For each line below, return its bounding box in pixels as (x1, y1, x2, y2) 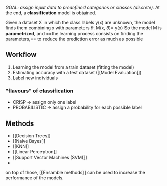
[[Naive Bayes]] (12, 138, 46, 144)
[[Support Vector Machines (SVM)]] (12, 154, 87, 160)
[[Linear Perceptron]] (12, 148, 57, 154)
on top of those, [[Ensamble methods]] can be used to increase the (5, 169, 145, 175)
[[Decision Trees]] (12, 132, 51, 139)
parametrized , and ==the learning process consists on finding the (5, 30, 143, 36)
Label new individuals (12, 75, 58, 81)
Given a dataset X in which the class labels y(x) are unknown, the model (5, 20, 155, 25)
